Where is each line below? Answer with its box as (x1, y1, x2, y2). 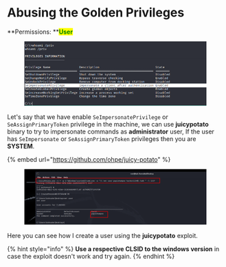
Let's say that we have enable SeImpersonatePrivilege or (7, 112, 168, 121)
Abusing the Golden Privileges (7, 5, 185, 21)
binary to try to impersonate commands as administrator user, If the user (7, 127, 215, 136)
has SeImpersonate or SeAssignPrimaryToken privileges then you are (7, 134, 196, 142)
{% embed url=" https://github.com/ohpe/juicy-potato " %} (7, 155, 171, 163)
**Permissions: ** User (7, 28, 74, 36)
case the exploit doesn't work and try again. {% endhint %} (7, 253, 175, 261)
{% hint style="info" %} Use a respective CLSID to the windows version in (7, 245, 220, 253)
